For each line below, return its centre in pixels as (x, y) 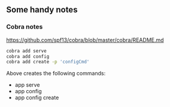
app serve (27, 85)
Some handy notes (42, 10)
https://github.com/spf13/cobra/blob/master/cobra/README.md (85, 40)
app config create (37, 97)
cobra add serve (26, 51)
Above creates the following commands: (56, 74)
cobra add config (28, 56)
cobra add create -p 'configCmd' (48, 62)
